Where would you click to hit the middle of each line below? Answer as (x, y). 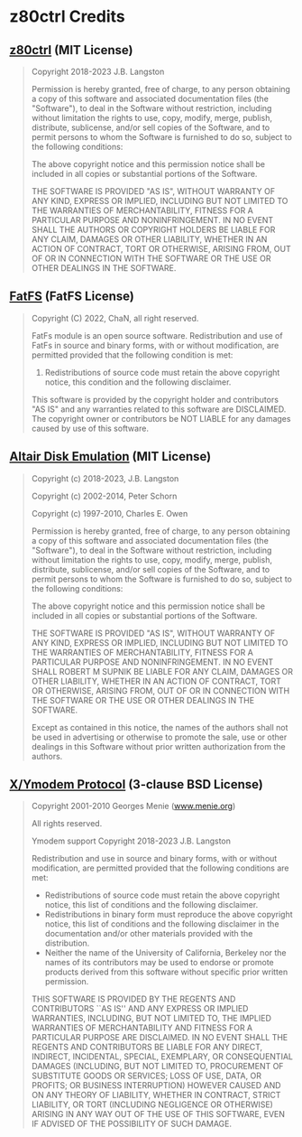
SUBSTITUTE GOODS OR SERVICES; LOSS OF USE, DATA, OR (146, 1076)
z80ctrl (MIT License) (71, 50)
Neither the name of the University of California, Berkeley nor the (165, 953)
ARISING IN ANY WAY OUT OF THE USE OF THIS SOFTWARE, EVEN (158, 1114)
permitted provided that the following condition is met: (132, 355)
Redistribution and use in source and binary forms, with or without (154, 859)
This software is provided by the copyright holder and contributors (155, 399)
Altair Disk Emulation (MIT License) (110, 457)
